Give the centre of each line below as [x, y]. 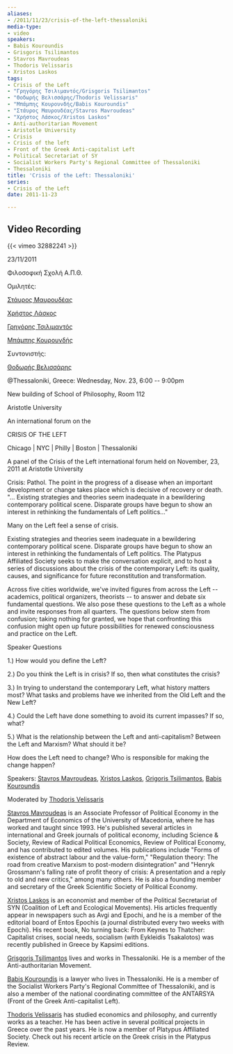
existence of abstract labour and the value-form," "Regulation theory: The [113, 857]
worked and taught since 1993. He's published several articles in [100, 827]
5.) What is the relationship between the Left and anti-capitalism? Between [114, 736]
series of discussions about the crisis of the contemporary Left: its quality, [114, 568]
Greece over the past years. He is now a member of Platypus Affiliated [108, 1029]
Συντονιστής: [27, 353]
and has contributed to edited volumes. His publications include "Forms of [114, 849]
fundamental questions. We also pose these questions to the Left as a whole [116, 604]
